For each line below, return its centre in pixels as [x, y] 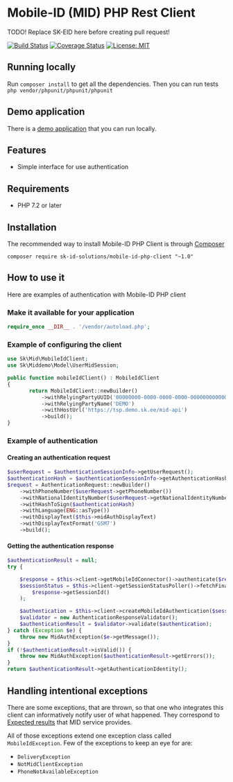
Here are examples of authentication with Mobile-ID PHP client [96, 294]
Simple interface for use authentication [73, 167]
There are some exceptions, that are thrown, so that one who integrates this [115, 707]
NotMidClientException [50, 764]
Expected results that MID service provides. [70, 722]
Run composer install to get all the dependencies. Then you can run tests [113, 84]
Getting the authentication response [61, 546]
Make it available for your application [71, 312]
